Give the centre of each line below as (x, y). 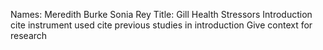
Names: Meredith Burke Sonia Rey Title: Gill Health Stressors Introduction (161, 14)
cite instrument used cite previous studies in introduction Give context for (161, 25)
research (29, 35)
